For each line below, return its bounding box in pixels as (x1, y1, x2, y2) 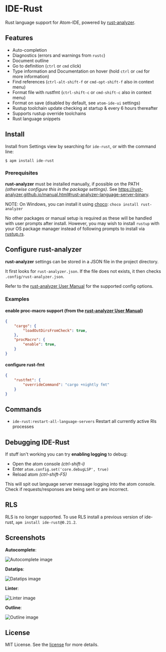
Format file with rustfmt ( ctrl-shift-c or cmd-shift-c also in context (12, 89, 152, 95)
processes (12, 423, 34, 430)
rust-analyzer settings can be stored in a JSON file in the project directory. (5, 258, 159, 264)
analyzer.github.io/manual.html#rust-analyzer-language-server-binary (5, 191, 149, 197)
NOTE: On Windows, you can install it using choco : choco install (5, 201, 139, 207)
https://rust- (118, 186, 143, 192)
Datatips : (5, 566, 25, 572)
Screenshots (5, 534, 46, 542)
